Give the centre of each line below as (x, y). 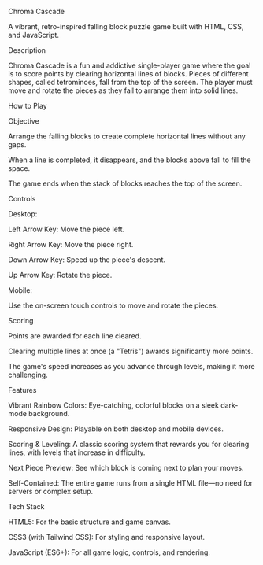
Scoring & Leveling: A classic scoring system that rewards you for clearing (129, 444)
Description (27, 50)
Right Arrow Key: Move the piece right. (71, 244)
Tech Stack (26, 506)
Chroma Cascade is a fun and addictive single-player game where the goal (130, 65)
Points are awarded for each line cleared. (75, 336)
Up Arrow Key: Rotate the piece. (60, 275)
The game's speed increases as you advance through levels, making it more (131, 366)
